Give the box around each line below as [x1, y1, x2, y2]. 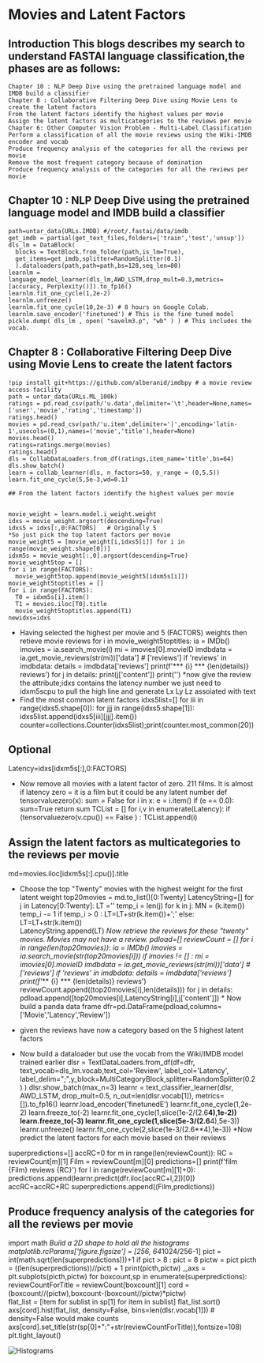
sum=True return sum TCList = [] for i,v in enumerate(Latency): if [19, 804, 231, 814]
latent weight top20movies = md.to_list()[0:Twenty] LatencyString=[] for [19, 893, 255, 902]
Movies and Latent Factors [8, 6, 187, 24]
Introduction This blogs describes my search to [8, 37, 246, 51]
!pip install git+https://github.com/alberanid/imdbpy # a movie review [8, 378, 252, 386]
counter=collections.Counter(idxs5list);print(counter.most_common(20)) [19, 720, 255, 729]
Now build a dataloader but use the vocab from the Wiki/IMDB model [19, 1049, 244, 1059]
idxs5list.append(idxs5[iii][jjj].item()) [19, 711, 138, 721]
